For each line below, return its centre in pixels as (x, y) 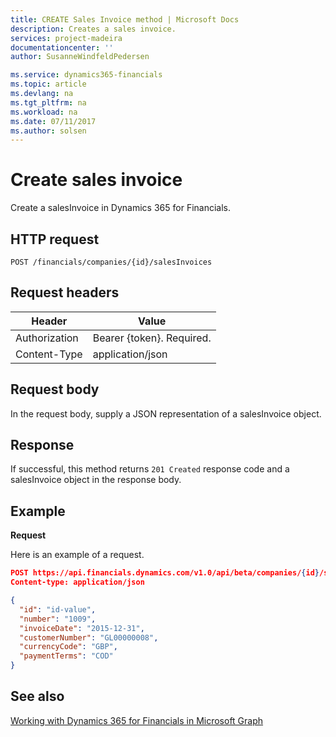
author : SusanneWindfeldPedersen (80, 57)
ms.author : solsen (48, 131)
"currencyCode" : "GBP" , (68, 647)
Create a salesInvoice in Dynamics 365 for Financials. (121, 208)
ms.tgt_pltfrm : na (48, 102)
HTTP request (55, 239)
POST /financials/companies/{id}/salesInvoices (111, 262)
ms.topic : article (48, 84)
